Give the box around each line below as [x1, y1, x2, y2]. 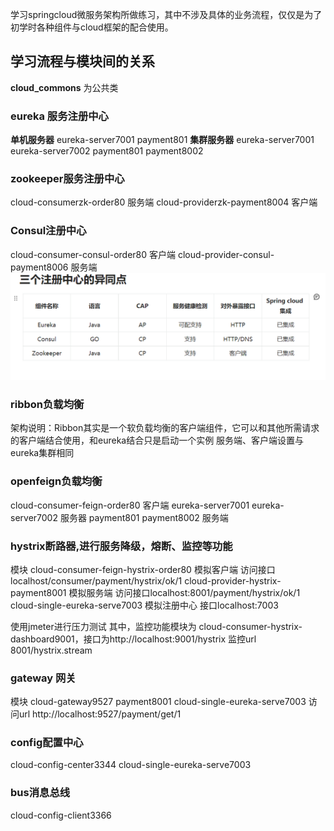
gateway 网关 [10, 671, 77, 685]
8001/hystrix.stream [10, 644, 93, 656]
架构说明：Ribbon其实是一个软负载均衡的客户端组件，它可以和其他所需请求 [10, 422, 320, 434]
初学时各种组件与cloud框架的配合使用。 [10, 21, 174, 33]
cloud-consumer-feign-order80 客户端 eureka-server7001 [10, 499, 250, 511]
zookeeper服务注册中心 [10, 172, 125, 186]
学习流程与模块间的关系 [10, 53, 155, 70]
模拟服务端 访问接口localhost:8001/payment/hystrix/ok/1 [68, 586, 301, 598]
